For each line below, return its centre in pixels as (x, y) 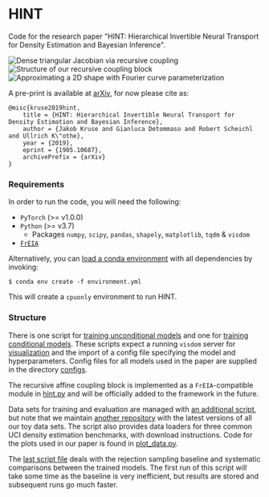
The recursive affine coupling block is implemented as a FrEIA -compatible (131, 385)
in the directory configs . (48, 369)
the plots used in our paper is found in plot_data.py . (93, 443)
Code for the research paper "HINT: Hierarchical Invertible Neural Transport (134, 36)
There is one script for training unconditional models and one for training (128, 335)
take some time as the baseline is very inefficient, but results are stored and (134, 476)
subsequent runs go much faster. (63, 484)
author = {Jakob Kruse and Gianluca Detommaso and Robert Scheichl (138, 129)
